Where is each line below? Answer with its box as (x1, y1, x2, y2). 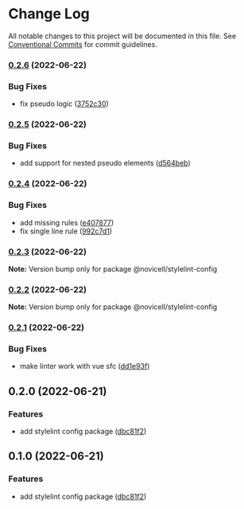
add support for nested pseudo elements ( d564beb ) (19, 159, 191, 168)
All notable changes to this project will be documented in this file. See (8, 31, 237, 41)
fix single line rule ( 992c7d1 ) (19, 226, 113, 236)
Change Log (8, 5, 90, 23)
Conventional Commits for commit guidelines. (8, 39, 157, 49)
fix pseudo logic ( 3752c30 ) (19, 99, 109, 108)
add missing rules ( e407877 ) (19, 217, 114, 227)
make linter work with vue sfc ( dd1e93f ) (19, 362, 150, 371)
